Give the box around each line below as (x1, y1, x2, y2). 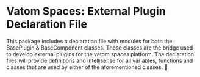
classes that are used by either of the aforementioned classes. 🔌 (6, 63, 168, 71)
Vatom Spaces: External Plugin (6, 4, 166, 18)
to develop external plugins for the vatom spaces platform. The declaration (6, 50, 195, 57)
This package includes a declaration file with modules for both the (6, 37, 173, 45)
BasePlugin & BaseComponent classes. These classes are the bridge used (6, 44, 193, 51)
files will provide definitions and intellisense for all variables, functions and (6, 57, 193, 64)
